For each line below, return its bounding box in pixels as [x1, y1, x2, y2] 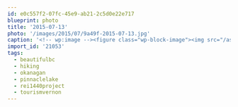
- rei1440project [13, 82, 65, 89]
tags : [7, 50, 23, 57]
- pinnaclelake [13, 75, 59, 83]
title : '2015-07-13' [7, 23, 69, 30]
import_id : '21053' [7, 43, 65, 50]
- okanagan [13, 69, 46, 76]
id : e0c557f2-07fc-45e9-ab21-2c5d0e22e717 [7, 10, 135, 18]
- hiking [13, 63, 40, 70]
